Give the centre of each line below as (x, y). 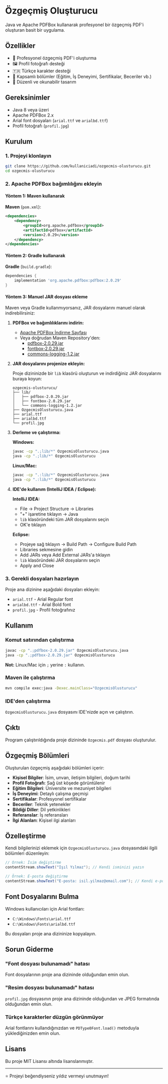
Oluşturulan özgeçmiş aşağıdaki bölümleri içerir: (55, 768)
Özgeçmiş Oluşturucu (52, 11)
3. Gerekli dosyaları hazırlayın (42, 578)
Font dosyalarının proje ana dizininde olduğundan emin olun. (67, 974)
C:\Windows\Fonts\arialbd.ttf (44, 924)
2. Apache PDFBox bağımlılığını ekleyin (53, 183)
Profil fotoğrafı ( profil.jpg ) (41, 126)
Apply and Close (37, 565)
